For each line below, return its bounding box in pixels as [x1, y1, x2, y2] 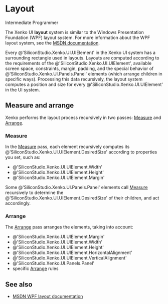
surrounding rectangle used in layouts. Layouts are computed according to [5, 54, 159, 60]
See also [5, 280, 33, 288]
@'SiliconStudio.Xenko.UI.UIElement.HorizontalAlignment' [12, 249, 133, 255]
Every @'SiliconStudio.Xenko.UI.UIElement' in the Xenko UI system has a [5, 49, 156, 55]
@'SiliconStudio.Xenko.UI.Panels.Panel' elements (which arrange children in [5, 70, 162, 76]
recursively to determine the [5, 189, 64, 195]
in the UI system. [5, 86, 40, 92]
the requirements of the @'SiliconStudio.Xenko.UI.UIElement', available [5, 60, 152, 66]
